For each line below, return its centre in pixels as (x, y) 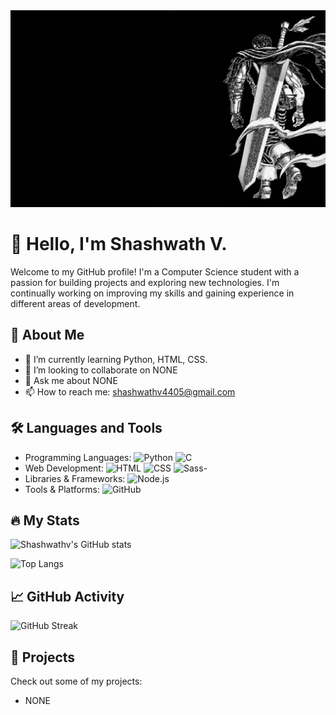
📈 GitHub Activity (67, 596)
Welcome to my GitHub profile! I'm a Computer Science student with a (155, 271)
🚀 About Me (47, 335)
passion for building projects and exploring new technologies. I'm (145, 282)
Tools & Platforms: (62, 489)
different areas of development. (75, 303)
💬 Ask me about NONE (71, 380)
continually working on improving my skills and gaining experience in (152, 293)
